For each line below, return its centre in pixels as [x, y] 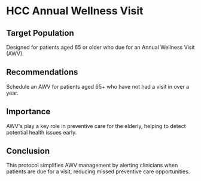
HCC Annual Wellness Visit [75, 11]
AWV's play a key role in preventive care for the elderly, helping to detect [96, 126]
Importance [28, 112]
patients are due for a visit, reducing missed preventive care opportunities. [98, 171]
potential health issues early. [42, 132]
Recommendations [42, 72]
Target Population [40, 33]
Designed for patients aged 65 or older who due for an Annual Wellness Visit [100, 47]
